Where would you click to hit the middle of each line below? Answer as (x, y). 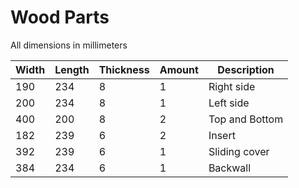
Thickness (124, 69)
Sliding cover (239, 151)
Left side (229, 103)
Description (246, 69)
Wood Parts (60, 17)
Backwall (230, 168)
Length (72, 69)
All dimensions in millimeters (69, 45)
